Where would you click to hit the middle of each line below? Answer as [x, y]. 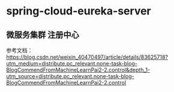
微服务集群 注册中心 [43, 35]
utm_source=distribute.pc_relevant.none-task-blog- [70, 76]
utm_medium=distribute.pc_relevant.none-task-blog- [72, 63]
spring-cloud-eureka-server [79, 11]
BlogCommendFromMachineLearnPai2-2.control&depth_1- [78, 70]
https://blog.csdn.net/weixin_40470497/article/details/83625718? [87, 57]
